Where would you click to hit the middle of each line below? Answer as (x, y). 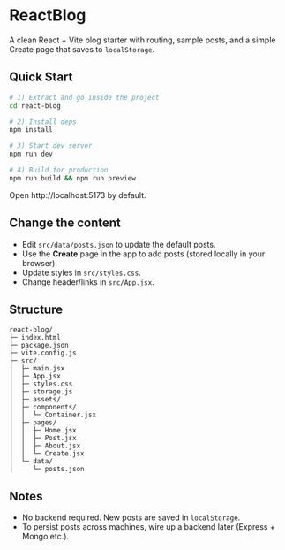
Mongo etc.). (45, 537)
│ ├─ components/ (43, 408)
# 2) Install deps (43, 122)
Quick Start (41, 77)
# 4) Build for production (59, 170)
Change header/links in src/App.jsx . (88, 282)
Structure (36, 309)
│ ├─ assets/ (35, 400)
